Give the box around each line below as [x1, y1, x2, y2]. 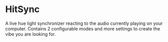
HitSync [5, 4, 40, 15]
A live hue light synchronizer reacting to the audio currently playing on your [5, 20, 163, 26]
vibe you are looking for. [5, 31, 56, 37]
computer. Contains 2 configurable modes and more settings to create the [5, 25, 160, 31]
